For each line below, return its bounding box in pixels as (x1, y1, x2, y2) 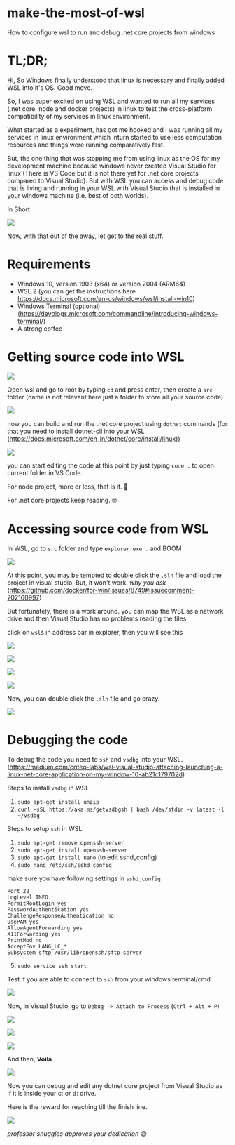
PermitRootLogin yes (7, 900, 68, 907)
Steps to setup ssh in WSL (7, 824, 83, 833)
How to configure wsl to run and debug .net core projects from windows (7, 28, 215, 37)
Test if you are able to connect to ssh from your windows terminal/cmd (7, 974, 211, 984)
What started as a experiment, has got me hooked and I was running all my (7, 125, 223, 134)
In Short (7, 205, 30, 213)
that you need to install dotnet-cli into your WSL (7, 427, 145, 435)
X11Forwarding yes (7, 930, 61, 938)
